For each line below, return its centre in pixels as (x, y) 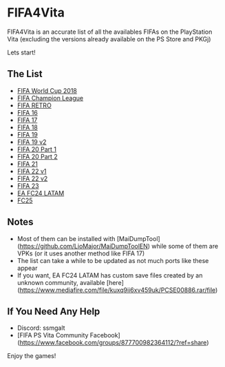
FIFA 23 (28, 186)
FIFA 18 (27, 127)
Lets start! (21, 52)
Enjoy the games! (32, 356)
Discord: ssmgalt (41, 328)
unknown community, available (61, 282)
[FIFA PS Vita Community (53, 335)
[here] (115, 282)
